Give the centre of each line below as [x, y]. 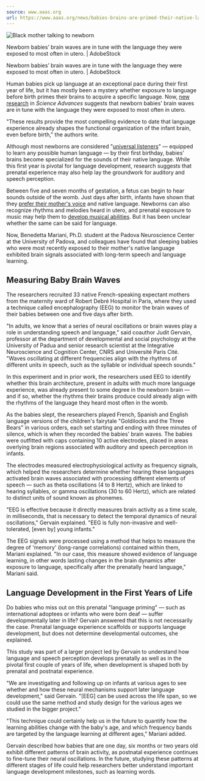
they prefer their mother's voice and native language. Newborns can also [98, 204]
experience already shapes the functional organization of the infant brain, [99, 128]
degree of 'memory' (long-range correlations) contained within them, [93, 548]
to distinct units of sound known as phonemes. [65, 498]
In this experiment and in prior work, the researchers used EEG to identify [99, 377]
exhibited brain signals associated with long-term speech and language [96, 254]
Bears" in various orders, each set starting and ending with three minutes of [102, 428]
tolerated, [18, 529]
